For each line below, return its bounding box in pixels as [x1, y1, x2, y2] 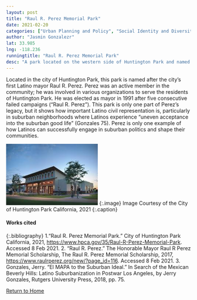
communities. [6, 132, 39, 139]
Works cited [6, 219, 36, 226]
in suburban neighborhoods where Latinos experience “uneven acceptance [6, 113, 189, 120]
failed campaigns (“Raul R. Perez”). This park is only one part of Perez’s [6, 100, 179, 108]
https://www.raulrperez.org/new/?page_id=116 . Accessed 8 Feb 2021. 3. [6, 257, 181, 264]
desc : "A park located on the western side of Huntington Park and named [6, 59, 191, 65]
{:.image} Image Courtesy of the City [98, 200, 188, 207]
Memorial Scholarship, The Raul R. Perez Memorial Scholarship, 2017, [6, 251, 174, 258]
